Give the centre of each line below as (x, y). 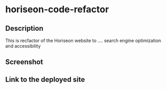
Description (24, 28)
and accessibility (23, 46)
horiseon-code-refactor (57, 9)
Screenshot (24, 62)
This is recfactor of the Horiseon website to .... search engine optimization (83, 40)
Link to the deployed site (45, 80)
